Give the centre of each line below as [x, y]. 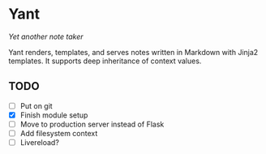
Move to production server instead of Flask [92, 124]
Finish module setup [54, 115]
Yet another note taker [46, 36]
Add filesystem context [59, 133]
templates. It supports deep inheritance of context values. [105, 61]
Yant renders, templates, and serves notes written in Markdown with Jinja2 [133, 52]
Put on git [36, 105]
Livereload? [39, 142]
